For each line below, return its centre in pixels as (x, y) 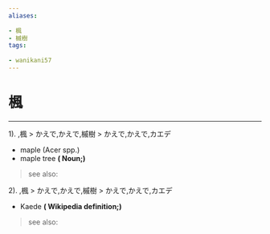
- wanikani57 (30, 61)
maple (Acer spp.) (50, 150)
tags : (17, 46)
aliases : (23, 16)
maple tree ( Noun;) (53, 158)
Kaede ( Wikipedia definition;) (71, 206)
